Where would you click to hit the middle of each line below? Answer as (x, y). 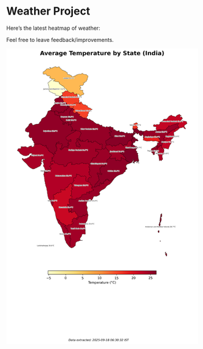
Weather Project (48, 11)
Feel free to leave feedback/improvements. (60, 40)
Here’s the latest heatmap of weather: (53, 28)
